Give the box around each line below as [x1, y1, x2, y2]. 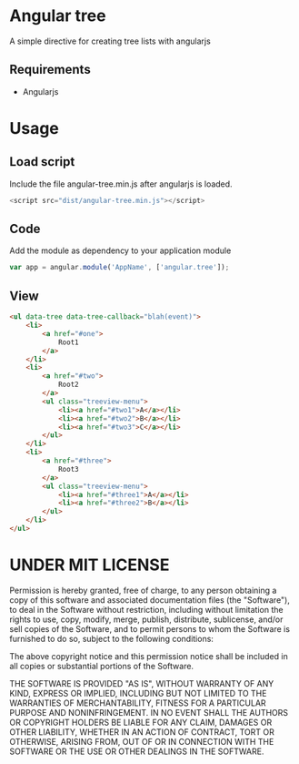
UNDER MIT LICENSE [9, 555, 170, 576]
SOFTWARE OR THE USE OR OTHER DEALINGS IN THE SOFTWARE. [9, 746, 264, 757]
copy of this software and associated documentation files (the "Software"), [9, 594, 291, 606]
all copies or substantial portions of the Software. [9, 660, 194, 671]
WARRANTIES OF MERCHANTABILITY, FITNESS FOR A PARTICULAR [9, 698, 266, 708]
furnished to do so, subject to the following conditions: [9, 633, 214, 644]
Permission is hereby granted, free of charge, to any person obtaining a [9, 585, 277, 596]
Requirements [9, 62, 91, 77]
